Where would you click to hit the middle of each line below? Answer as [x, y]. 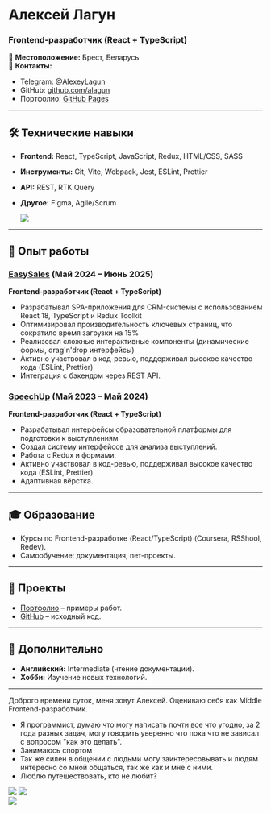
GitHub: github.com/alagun [65, 90]
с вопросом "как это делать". [71, 741]
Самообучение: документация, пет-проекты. [98, 556]
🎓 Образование [52, 514]
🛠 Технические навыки [71, 133]
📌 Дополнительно [56, 649]
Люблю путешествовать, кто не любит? [88, 776]
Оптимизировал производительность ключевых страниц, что [126, 324]
